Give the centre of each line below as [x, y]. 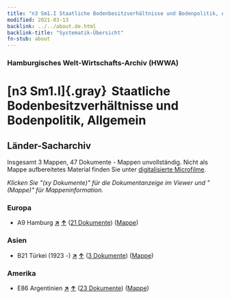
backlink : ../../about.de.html [52, 26]
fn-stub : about [29, 39]
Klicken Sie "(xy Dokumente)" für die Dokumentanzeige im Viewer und [106, 183]
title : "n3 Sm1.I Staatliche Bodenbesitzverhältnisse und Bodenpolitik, [113, 13]
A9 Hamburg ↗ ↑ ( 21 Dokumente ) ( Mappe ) [78, 223]
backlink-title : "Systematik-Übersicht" [66, 33]
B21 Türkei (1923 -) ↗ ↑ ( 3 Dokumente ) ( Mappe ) [85, 255]
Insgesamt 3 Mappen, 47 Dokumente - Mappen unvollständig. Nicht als [108, 163]
